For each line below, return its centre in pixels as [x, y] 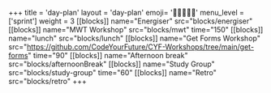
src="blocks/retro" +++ [47, 81]
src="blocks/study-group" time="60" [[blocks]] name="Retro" [113, 72]
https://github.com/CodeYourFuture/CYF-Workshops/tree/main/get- [140, 47]
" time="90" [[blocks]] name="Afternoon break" [108, 55]
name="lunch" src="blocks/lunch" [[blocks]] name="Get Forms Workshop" [135, 38]
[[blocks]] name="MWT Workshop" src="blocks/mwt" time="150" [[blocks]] [136, 30]
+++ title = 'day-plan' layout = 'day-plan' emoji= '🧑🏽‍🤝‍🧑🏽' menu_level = [127, 13]
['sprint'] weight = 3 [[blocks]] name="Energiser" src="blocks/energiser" [131, 21]
